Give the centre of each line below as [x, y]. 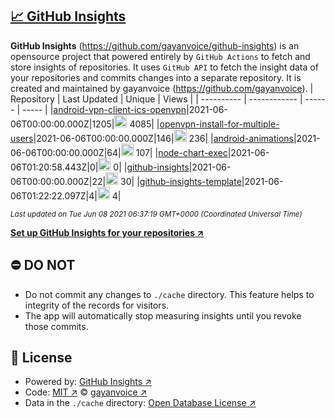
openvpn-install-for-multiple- [219, 124]
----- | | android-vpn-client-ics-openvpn [104, 109]
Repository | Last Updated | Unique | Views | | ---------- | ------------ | [156, 99]
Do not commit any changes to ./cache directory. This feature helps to [169, 294]
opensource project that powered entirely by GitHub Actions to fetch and [160, 56]
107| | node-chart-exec [181, 152]
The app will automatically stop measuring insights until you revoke [163, 315]
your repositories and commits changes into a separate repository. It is [156, 77]
